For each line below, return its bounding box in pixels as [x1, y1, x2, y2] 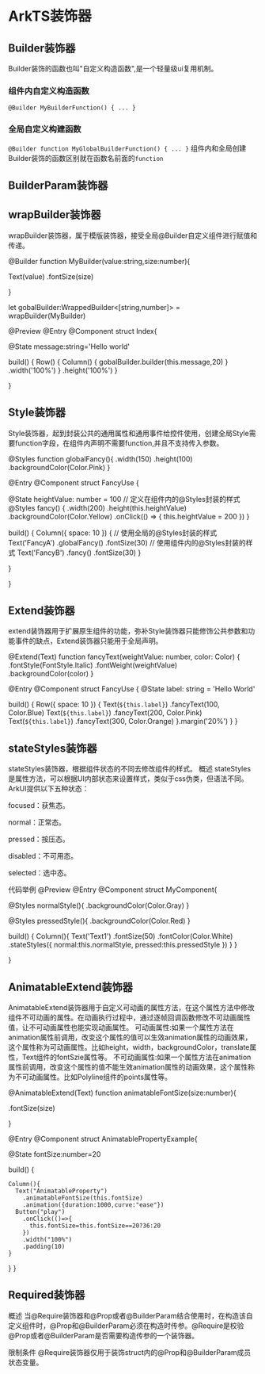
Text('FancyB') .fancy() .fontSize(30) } [17, 548, 142, 557]
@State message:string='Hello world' [8, 342, 131, 351]
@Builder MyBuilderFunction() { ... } [8, 104, 136, 112]
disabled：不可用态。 [8, 852, 78, 861]
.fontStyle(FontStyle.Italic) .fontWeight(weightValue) [8, 660, 178, 670]
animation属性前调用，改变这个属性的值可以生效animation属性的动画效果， [8, 1032, 252, 1043]
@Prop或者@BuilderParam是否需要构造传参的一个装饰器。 [8, 1330, 199, 1340]
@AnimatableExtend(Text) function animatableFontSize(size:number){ [8, 1088, 237, 1098]
